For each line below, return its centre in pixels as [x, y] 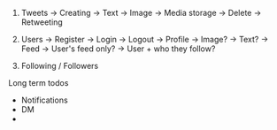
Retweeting [42, 22]
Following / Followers [60, 66]
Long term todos [38, 83]
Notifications [44, 100]
